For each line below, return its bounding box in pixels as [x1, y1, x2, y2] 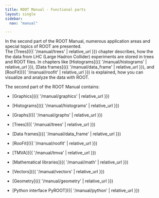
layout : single [5, 12, 36, 17]
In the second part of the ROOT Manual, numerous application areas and [5, 38, 151, 44]
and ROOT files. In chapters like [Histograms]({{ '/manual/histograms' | [5, 59, 147, 65]
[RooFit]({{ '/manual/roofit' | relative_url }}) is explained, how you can [5, 69, 143, 75]
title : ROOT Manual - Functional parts [5, 7, 86, 12]
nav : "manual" [9, 20, 38, 26]
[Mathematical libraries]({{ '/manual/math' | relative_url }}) [12, 159, 129, 165]
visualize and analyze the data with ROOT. [5, 74, 89, 80]
